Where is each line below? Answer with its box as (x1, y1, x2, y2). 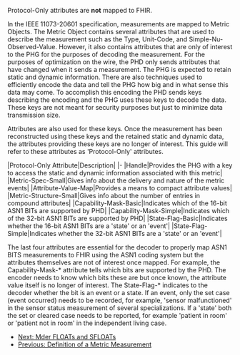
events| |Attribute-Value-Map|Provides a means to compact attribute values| (7, 184, 232, 192)
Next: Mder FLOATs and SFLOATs (17, 333, 116, 341)
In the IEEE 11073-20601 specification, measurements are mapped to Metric (7, 20, 230, 28)
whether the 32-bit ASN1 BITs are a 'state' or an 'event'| (58, 230, 223, 237)
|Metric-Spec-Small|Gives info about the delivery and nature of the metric (7, 176, 225, 185)
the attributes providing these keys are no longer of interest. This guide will (7, 140, 229, 148)
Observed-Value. (7, 43, 58, 51)
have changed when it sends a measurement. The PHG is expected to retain (7, 66, 231, 73)
